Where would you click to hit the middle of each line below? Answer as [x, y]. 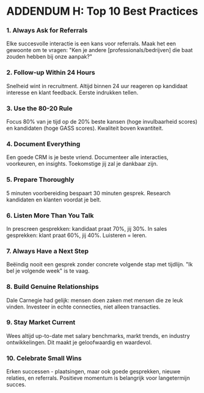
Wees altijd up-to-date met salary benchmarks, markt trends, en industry [98, 335]
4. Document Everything [43, 144]
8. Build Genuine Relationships [53, 287]
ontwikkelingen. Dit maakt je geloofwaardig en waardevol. [79, 342]
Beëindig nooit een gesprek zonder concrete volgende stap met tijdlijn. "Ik [100, 264]
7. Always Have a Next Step [47, 251]
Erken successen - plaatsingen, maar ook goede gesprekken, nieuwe [93, 372]
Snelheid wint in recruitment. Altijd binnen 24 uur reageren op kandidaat [97, 86]
